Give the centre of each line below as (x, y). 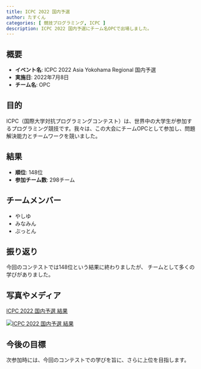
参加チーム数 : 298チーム (45, 180)
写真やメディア (34, 295)
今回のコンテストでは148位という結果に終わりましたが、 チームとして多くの (100, 267)
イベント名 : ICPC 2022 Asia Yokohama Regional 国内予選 (85, 70)
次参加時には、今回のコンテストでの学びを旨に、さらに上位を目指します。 (98, 359)
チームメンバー (34, 200)
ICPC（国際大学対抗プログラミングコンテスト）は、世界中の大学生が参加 (97, 121)
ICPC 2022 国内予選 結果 (37, 311)
